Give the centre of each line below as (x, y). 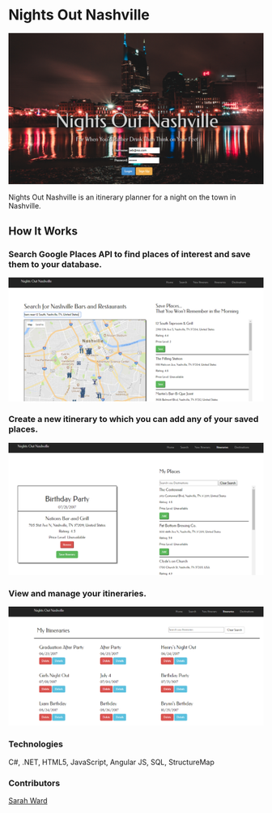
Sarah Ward (28, 801)
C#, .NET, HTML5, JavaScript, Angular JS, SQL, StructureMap (111, 762)
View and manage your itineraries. (78, 594)
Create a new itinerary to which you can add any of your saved (134, 419)
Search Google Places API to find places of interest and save (130, 255)
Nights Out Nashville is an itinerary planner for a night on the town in (122, 197)
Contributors (34, 783)
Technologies (36, 744)
